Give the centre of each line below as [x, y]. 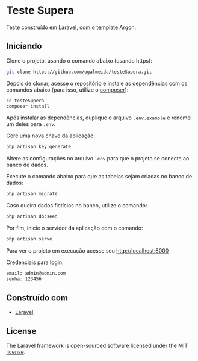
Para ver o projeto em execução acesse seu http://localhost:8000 [88, 250]
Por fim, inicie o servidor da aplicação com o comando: [75, 228]
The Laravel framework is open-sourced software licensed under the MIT [97, 346]
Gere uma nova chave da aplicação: [51, 136]
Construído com [37, 298]
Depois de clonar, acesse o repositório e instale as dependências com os [97, 83]
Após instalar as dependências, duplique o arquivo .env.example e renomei [99, 118]
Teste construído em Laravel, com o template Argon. [71, 27]
